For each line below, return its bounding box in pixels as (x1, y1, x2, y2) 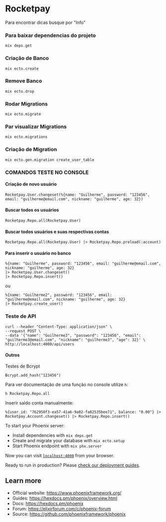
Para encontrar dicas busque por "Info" (5, 19, 86, 25)
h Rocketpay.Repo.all (5, 391, 50, 396)
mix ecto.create (5, 66, 39, 71)
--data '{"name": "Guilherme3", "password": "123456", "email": (5, 333, 141, 338)
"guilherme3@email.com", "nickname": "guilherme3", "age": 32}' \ (5, 337, 146, 342)
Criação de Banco (5, 55, 49, 62)
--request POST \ (5, 328, 41, 334)
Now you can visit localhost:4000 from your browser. (5, 452, 114, 458)
